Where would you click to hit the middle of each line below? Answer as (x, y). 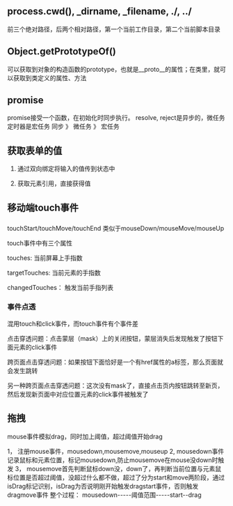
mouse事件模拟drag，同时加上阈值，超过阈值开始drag (85, 436)
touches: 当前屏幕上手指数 (45, 258)
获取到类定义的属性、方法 (50, 78)
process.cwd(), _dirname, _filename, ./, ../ (100, 11)
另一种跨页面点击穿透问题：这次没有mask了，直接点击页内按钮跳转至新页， (115, 385)
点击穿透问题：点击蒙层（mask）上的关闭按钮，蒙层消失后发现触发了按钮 (112, 338)
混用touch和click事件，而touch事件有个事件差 (73, 323)
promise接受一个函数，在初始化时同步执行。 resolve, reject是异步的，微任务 (116, 118)
